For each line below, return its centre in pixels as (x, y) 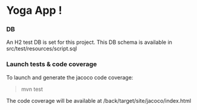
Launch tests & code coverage (52, 64)
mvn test (32, 89)
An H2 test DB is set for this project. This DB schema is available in (89, 42)
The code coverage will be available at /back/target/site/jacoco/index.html (99, 100)
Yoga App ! (34, 11)
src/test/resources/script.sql (42, 49)
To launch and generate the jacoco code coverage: (70, 77)
